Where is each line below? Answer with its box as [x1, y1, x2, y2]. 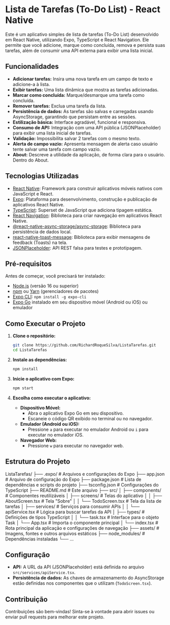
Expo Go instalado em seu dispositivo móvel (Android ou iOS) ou [12, 299, 148, 305]
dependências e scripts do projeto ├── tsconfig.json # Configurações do [5, 481, 159, 487]
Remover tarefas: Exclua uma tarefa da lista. [12, 103, 107, 109]
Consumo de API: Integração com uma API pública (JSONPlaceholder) [12, 124, 161, 130]
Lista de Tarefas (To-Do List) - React [5, 4, 161, 15]
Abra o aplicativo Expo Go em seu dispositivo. [27, 410, 124, 416]
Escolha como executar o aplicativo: [12, 395, 91, 401]
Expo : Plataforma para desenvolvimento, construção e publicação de [12, 196, 157, 202]
